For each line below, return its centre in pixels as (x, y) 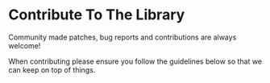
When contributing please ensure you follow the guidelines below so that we (135, 61)
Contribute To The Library (97, 15)
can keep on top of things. (52, 69)
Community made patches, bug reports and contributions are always (123, 37)
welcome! (25, 45)
